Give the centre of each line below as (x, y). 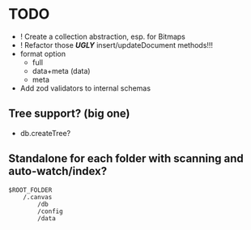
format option (43, 53)
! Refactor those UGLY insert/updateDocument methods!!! (116, 45)
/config (50, 211)
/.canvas (38, 197)
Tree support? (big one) (70, 114)
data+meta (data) (61, 70)
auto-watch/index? (58, 171)
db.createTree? (45, 133)
